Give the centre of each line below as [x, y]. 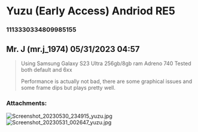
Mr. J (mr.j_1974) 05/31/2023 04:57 [73, 49]
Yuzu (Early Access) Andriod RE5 [91, 11]
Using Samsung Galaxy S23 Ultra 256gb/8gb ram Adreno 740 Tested [106, 63]
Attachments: [27, 103]
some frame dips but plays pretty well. [68, 87]
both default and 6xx [47, 69]
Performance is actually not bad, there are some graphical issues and [106, 81]
